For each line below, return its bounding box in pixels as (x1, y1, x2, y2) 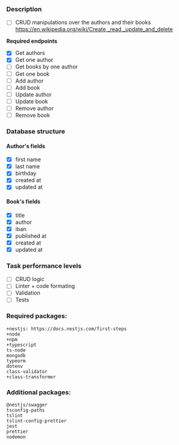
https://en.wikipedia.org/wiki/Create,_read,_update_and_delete (15, 26, 173, 33)
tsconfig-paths (6, 407, 45, 414)
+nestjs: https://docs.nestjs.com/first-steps (6, 326, 127, 332)
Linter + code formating (15, 282, 75, 290)
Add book (15, 84, 40, 91)
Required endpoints (6, 37, 58, 45)
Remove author (15, 105, 54, 112)
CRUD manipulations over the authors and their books (15, 19, 152, 26)
